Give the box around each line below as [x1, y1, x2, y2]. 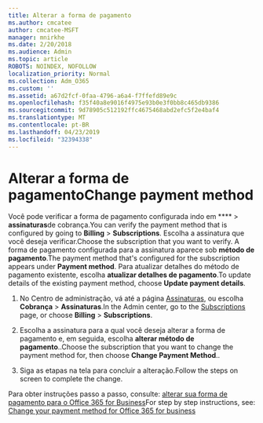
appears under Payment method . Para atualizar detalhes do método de [8, 262, 239, 272]
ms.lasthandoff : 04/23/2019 [8, 128, 100, 136]
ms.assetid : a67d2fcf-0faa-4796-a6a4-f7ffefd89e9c [8, 92, 177, 100]
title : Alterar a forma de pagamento [8, 11, 132, 20]
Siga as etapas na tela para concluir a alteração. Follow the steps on [19, 366, 239, 375]
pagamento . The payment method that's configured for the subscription [8, 253, 240, 263]
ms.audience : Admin [8, 48, 72, 56]
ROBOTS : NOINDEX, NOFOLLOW [8, 63, 97, 71]
